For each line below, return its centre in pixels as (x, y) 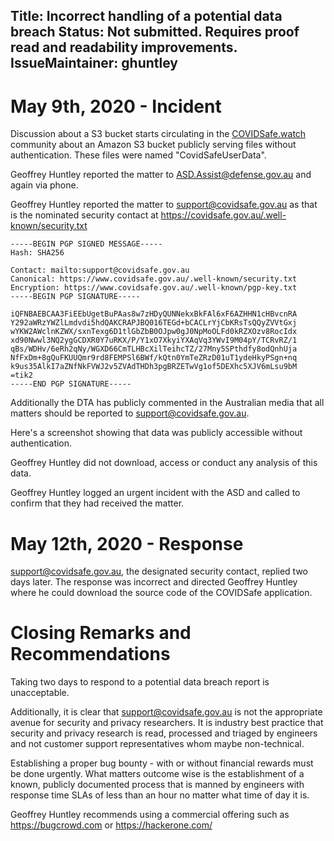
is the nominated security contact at (84, 215)
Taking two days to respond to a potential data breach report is (140, 682)
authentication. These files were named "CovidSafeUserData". (138, 155)
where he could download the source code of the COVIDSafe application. (161, 593)
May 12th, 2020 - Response (127, 543)
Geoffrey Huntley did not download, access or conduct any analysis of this (164, 463)
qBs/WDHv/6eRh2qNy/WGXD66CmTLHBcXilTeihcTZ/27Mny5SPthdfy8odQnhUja (154, 349)
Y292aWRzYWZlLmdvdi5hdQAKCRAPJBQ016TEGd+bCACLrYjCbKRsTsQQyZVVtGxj (154, 323)
